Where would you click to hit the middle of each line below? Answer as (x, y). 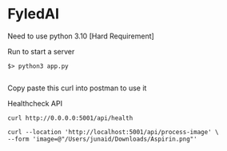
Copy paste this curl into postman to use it (77, 88)
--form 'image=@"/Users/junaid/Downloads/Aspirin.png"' (102, 139)
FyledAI (34, 14)
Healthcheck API (35, 103)
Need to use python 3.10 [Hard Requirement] (81, 36)
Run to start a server (41, 51)
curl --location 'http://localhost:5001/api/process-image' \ (113, 132)
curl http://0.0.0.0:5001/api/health (70, 118)
